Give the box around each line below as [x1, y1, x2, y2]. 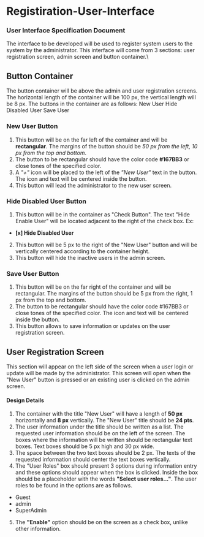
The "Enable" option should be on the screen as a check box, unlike [15, 519, 188, 526]
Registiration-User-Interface [6, 4, 155, 18]
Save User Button [6, 269, 59, 278]
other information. [15, 525, 61, 533]
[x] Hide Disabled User [15, 229, 74, 237]
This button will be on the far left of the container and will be [15, 136, 168, 143]
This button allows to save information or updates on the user [15, 322, 170, 330]
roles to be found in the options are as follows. [15, 482, 133, 489]
